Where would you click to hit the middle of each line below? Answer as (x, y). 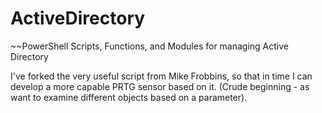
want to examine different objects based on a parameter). (129, 97)
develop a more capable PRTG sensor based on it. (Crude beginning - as (160, 86)
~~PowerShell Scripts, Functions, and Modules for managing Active (150, 46)
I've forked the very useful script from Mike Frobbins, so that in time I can (161, 76)
